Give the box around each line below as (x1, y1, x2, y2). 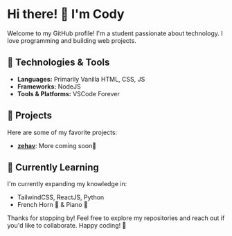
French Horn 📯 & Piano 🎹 (17, 201, 88, 209)
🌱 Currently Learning (7, 161, 99, 173)
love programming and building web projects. (7, 36, 136, 44)
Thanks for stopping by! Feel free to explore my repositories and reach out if (7, 214, 225, 222)
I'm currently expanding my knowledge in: (7, 180, 127, 188)
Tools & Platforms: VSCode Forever (17, 89, 120, 98)
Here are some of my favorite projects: (7, 128, 118, 136)
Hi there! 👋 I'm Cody (7, 6, 125, 22)
